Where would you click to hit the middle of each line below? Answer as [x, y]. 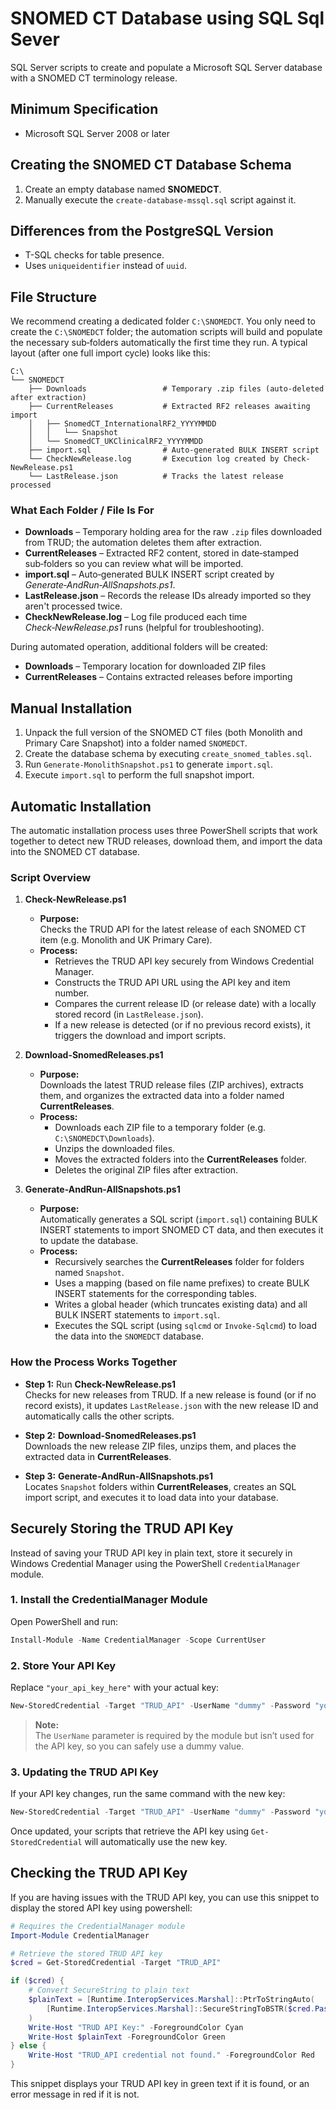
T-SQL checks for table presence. [94, 255]
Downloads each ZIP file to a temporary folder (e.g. [160, 1128]
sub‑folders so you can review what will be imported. [134, 564]
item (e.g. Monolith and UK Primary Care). [126, 940]
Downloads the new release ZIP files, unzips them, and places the [160, 1446]
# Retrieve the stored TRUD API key [86, 1953]
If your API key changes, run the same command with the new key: [148, 1794]
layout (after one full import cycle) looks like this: [110, 353]
